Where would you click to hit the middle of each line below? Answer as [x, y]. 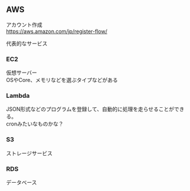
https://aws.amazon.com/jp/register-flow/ [57, 31]
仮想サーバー [21, 73]
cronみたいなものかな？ [35, 124]
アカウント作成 [24, 24]
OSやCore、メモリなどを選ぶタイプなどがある [62, 80]
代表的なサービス [27, 43]
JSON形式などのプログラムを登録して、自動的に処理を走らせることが [90, 109]
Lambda [18, 95]
